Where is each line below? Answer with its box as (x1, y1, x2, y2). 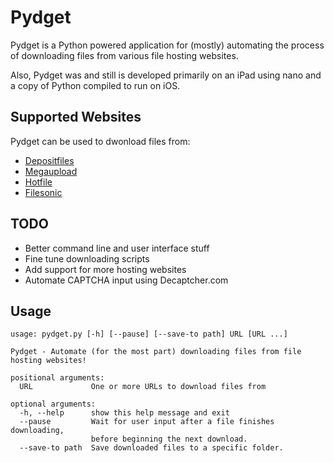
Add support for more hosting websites (24, 263, 187, 275)
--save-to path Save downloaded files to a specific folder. (19, 443, 284, 453)
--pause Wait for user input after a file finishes (19, 417, 275, 427)
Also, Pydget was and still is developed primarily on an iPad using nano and (10, 69, 322, 81)
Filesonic (24, 186, 63, 198)
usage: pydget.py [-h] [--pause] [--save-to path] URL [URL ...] (10, 329, 288, 340)
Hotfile (24, 176, 53, 188)
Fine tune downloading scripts (24, 252, 150, 265)
